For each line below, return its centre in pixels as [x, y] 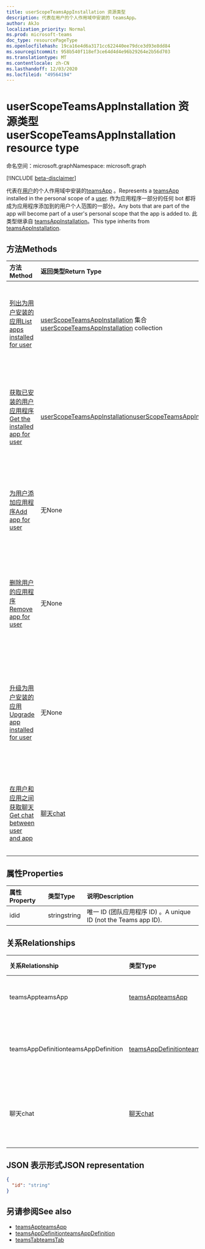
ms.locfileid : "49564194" [39, 75]
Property [23, 900]
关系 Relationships [41, 943]
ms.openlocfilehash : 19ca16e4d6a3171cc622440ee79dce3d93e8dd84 [88, 46]
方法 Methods [32, 249]
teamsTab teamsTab [40, 1240]
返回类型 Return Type [71, 271]
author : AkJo [23, 23]
